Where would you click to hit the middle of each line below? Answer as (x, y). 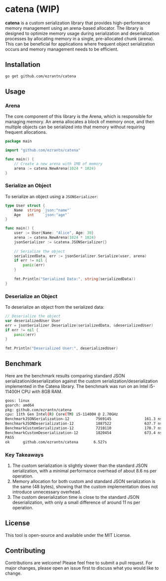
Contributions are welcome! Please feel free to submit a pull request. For (79, 563)
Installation (23, 65)
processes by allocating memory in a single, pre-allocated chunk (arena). (80, 39)
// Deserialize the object (33, 316)
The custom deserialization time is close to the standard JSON (76, 497)
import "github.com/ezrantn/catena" (43, 150)
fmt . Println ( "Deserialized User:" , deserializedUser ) (62, 348)
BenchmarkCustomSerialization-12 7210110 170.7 (80, 428)
